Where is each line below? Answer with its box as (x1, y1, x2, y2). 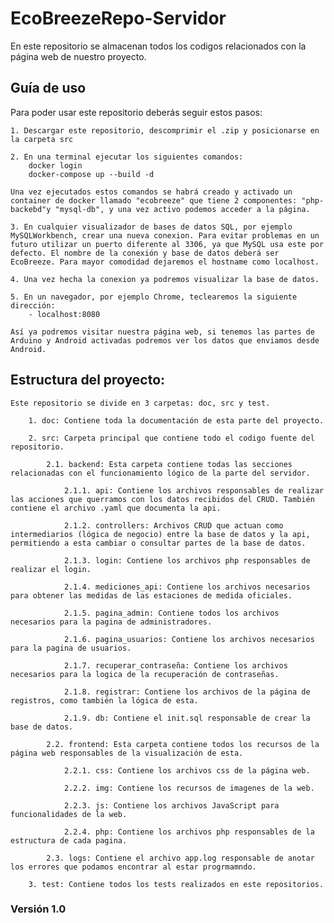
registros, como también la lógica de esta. (10, 695, 199, 706)
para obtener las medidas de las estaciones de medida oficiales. (10, 590, 293, 601)
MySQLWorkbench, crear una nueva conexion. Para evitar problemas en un (10, 230, 320, 241)
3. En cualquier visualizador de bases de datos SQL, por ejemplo (10, 222, 293, 232)
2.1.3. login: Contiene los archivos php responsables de (63, 555, 311, 566)
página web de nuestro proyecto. (10, 50, 147, 62)
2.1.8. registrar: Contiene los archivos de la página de (63, 687, 311, 697)
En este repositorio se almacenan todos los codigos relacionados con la (10, 40, 307, 52)
